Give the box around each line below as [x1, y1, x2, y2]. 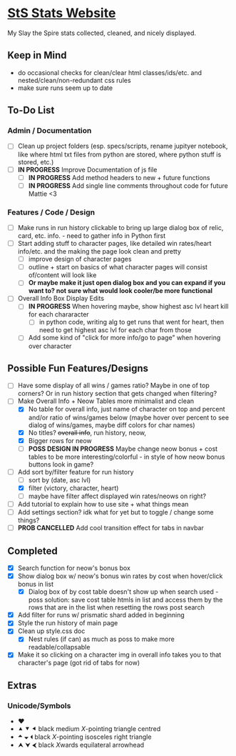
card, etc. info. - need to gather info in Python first [17, 232, 166, 240]
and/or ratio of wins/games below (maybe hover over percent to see [28, 413, 230, 422]
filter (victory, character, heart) [28, 484, 119, 492]
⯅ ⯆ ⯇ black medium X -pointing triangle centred [17, 725, 161, 733]
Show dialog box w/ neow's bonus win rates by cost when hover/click [17, 572, 223, 580]
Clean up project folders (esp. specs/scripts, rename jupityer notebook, [17, 141, 228, 151]
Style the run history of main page [17, 619, 118, 627]
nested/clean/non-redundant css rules [17, 76, 131, 84]
